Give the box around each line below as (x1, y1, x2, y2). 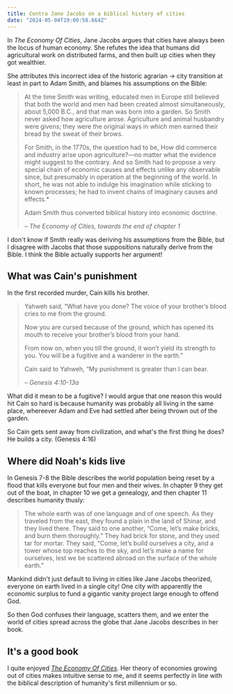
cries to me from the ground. (24, 309, 107, 318)
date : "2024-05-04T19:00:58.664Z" (7, 17, 108, 24)
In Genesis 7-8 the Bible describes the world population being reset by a (7, 474, 215, 482)
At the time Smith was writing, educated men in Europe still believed (24, 92, 220, 101)
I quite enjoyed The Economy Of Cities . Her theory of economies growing (7, 663, 218, 672)
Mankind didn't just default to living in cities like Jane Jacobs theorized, (7, 575, 212, 583)
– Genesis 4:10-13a (24, 378, 79, 387)
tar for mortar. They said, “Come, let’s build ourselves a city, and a (24, 539, 214, 548)
